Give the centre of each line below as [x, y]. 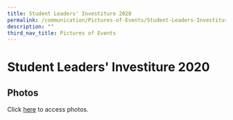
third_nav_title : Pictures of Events [62, 33]
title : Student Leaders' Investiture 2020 [69, 14]
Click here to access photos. [48, 110]
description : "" [31, 26]
